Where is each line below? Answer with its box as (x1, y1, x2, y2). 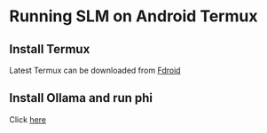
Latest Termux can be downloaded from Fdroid (9, 65, 181, 75)
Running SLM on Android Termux (9, 6, 258, 27)
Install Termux (9, 42, 90, 57)
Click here (9, 113, 47, 125)
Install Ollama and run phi (9, 90, 153, 106)
